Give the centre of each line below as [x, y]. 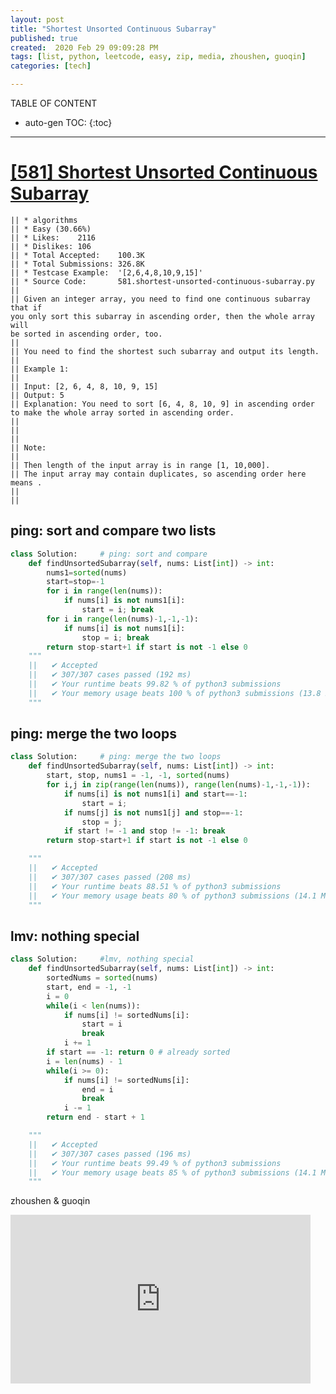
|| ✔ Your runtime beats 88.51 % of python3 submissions [155, 886]
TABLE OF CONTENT [54, 103]
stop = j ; [102, 822]
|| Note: [28, 447]
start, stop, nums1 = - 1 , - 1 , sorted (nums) [138, 776]
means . [26, 482]
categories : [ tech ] [51, 66]
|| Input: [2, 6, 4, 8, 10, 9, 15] [84, 386]
